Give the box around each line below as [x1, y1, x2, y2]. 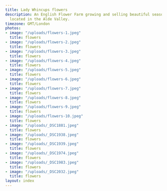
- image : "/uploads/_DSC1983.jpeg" [5, 160, 79, 165]
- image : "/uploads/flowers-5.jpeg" [5, 68, 81, 73]
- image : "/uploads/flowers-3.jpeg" [5, 49, 81, 54]
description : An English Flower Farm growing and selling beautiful [5, 12, 150, 17]
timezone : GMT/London [5, 21, 50, 26]
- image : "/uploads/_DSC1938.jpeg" [5, 132, 79, 137]
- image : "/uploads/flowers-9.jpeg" [5, 104, 81, 109]
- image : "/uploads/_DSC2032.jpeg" [5, 169, 79, 174]
